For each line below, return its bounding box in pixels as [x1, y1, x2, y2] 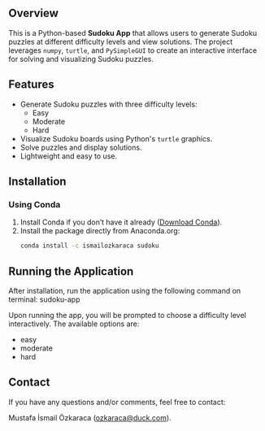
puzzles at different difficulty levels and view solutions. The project [8, 37, 233, 46]
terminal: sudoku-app [8, 294, 80, 304]
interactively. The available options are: [8, 319, 140, 329]
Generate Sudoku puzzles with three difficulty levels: [20, 99, 198, 109]
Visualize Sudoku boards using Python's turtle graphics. [20, 133, 213, 143]
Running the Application [8, 264, 134, 278]
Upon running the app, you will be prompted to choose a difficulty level [8, 311, 246, 320]
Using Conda [8, 198, 61, 210]
